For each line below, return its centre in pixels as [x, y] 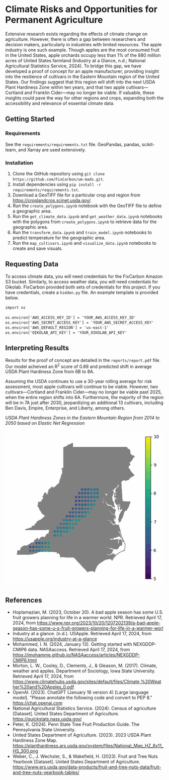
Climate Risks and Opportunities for [81, 9]
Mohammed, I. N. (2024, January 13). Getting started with [72, 644]
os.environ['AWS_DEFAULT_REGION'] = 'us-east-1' [57, 328]
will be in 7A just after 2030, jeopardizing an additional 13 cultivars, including [84, 403]
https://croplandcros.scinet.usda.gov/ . [52, 200]
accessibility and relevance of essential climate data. [60, 103]
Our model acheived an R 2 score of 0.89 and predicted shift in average [78, 366]
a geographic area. [32, 211]
